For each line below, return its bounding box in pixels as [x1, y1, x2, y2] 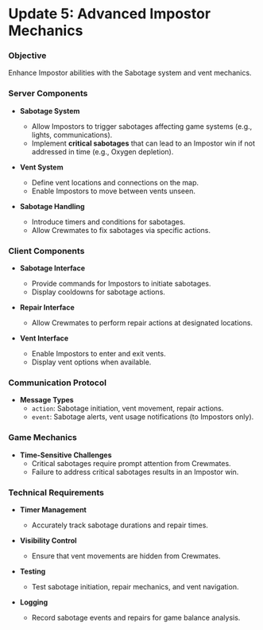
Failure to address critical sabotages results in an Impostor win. [31, 467, 239, 476]
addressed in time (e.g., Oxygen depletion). [31, 146, 174, 156]
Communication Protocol [8, 377, 107, 388]
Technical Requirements [8, 487, 105, 498]
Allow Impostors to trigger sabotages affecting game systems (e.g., [31, 121, 253, 131]
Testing [19, 566, 46, 576]
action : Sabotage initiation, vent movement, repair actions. [31, 403, 224, 414]
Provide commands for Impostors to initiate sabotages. [31, 279, 211, 289]
